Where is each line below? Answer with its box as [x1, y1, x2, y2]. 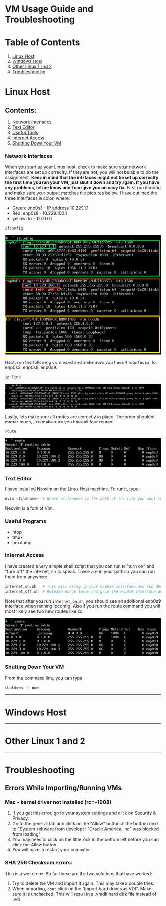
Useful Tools [12, 130, 39, 136]
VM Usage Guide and [5, 3, 94, 15]
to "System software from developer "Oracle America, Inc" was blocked [12, 826, 159, 832]
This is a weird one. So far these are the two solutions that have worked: [5, 870, 152, 876]
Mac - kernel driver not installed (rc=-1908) [5, 798, 112, 805]
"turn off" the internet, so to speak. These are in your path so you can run [5, 568, 155, 574]
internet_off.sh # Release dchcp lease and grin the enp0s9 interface [5, 589, 156, 594]
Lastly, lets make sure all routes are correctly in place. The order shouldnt [5, 414, 155, 420]
